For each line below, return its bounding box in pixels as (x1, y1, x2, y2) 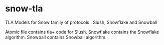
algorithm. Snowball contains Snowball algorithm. (5, 34, 107, 40)
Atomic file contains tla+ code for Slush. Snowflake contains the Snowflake (5, 29, 160, 35)
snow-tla (5, 3, 43, 14)
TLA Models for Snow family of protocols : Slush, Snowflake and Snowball (5, 19, 158, 25)
